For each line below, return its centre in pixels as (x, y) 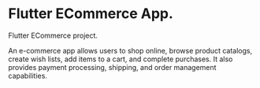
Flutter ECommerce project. (53, 35)
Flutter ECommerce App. (91, 14)
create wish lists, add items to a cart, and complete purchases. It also (121, 59)
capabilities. (28, 75)
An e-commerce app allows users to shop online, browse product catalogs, (130, 50)
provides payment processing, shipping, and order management (112, 67)
